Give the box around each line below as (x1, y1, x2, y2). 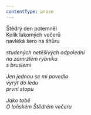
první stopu (6, 85, 34, 92)
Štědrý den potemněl (6, 25, 58, 32)
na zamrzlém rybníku (6, 55, 58, 62)
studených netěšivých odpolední (6, 48, 85, 56)
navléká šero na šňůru (6, 37, 60, 44)
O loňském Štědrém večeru (6, 103, 72, 110)
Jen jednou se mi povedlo (6, 73, 69, 80)
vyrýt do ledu (6, 79, 39, 86)
